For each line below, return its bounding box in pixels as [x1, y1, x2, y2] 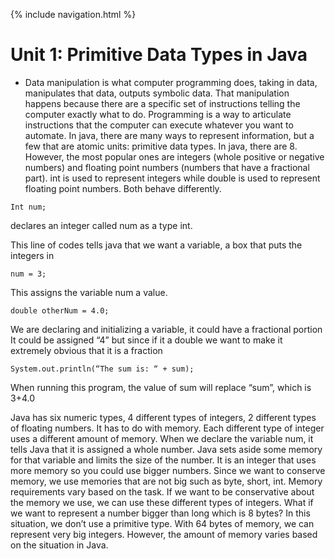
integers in [10, 249, 55, 261]
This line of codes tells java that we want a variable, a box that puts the [10, 239, 303, 251]
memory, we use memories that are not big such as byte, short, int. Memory [10, 475, 323, 487]
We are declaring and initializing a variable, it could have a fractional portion [10, 323, 323, 335]
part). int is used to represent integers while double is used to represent [24, 172, 321, 184]
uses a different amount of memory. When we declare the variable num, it [10, 432, 314, 444]
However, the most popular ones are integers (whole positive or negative [24, 150, 325, 163]
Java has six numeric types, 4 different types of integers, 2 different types [10, 411, 317, 423]
